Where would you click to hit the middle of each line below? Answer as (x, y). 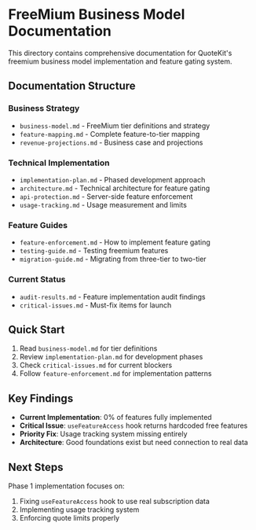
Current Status (37, 279)
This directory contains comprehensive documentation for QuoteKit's (120, 53)
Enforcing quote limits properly (69, 517)
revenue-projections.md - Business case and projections (111, 142)
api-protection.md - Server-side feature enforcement (106, 196)
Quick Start (37, 329)
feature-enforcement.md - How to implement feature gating (115, 242)
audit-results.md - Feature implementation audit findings (112, 296)
